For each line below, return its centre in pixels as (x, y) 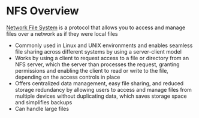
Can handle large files (42, 108)
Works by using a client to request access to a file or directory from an (102, 58)
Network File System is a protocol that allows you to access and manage (96, 27)
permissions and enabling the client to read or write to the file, (92, 70)
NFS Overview (43, 11)
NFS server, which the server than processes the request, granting (97, 64)
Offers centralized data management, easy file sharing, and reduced (99, 83)
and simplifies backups (43, 102)
